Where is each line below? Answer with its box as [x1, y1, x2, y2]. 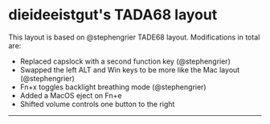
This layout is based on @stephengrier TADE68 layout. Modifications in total [8, 32, 260, 42]
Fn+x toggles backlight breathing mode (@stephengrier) [19, 82, 207, 92]
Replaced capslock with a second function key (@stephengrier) [19, 56, 231, 66]
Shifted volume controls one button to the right [19, 99, 175, 109]
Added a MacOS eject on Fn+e [19, 90, 122, 100]
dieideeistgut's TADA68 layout [8, 6, 218, 24]
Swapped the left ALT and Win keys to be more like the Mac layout [19, 64, 240, 74]
